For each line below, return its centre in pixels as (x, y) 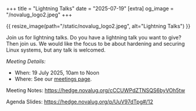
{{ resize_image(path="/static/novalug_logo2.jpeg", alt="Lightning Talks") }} (98, 26)
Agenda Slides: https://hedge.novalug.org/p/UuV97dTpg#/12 (80, 102)
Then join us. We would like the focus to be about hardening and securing (96, 44)
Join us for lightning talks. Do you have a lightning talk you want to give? (94, 37)
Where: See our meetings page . (53, 79)
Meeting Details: (26, 61)
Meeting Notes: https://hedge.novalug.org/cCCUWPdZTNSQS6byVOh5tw (96, 90)
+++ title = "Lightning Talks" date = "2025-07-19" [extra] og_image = (90, 9)
